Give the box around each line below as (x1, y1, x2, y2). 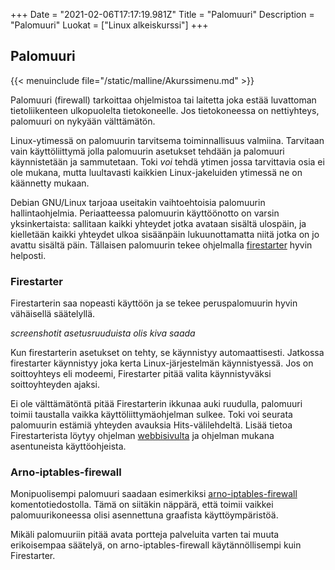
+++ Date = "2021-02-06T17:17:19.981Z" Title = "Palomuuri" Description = (10, 9, 315, 20)
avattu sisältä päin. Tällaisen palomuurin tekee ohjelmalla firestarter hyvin (10, 239, 313, 251)
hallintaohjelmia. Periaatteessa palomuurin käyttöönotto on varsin (10, 207, 280, 219)
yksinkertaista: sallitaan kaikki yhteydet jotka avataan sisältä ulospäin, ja (10, 217, 307, 229)
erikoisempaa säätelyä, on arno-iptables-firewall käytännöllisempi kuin (10, 539, 302, 551)
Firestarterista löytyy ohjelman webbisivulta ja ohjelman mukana (10, 430, 275, 442)
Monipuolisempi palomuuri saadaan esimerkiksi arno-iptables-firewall (10, 488, 298, 500)
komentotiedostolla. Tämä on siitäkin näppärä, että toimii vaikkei (10, 499, 274, 511)
